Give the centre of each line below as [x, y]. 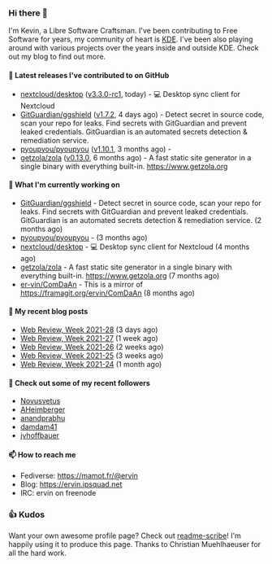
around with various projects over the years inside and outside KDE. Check [134, 48]
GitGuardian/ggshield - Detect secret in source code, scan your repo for [140, 203]
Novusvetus [40, 401]
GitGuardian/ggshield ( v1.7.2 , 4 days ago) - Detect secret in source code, [142, 114]
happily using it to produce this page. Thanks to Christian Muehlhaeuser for [135, 544]
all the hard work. [38, 553]
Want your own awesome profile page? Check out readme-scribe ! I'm [125, 536]
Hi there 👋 [28, 13]
